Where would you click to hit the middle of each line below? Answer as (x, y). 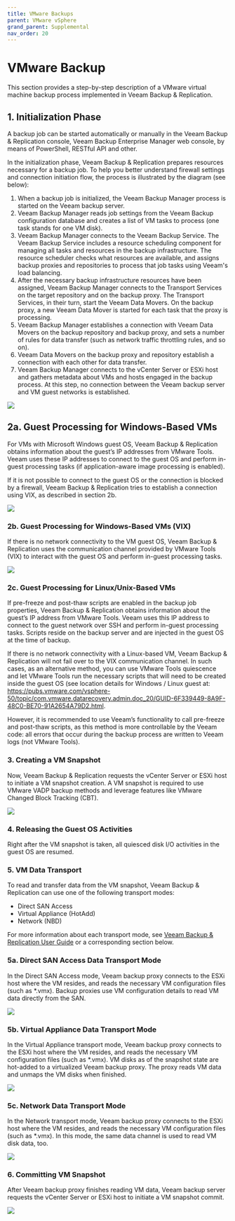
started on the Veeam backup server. (71, 205)
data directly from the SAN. (47, 998)
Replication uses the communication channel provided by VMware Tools (112, 549)
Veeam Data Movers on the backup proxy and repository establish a (116, 355)
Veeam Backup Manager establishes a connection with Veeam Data (115, 325)
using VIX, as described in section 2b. (62, 494)
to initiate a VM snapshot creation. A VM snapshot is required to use (106, 783)
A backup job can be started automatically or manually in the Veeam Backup (117, 134)
